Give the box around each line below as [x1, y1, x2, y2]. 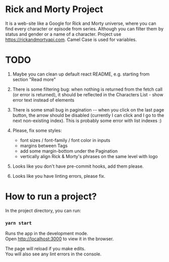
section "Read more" [12, 76, 57, 82]
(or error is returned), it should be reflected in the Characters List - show [12, 91, 163, 97]
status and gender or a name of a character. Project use [5, 31, 122, 37]
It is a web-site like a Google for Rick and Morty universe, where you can [5, 20, 156, 26]
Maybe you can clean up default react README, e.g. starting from [12, 71, 150, 77]
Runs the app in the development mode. [5, 231, 88, 237]
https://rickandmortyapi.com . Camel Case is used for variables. [5, 36, 137, 43]
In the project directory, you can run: [5, 207, 81, 213]
